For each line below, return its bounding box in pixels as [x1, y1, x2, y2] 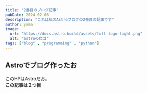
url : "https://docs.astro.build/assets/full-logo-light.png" [10, 31, 143, 36]
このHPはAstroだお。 [5, 75, 50, 82]
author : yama [5, 21, 33, 27]
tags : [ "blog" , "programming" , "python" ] [5, 41, 100, 46]
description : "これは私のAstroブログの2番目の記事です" [5, 17, 114, 22]
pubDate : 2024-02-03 [5, 12, 50, 17]
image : [5, 27, 19, 32]
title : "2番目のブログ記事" [5, 7, 59, 13]
